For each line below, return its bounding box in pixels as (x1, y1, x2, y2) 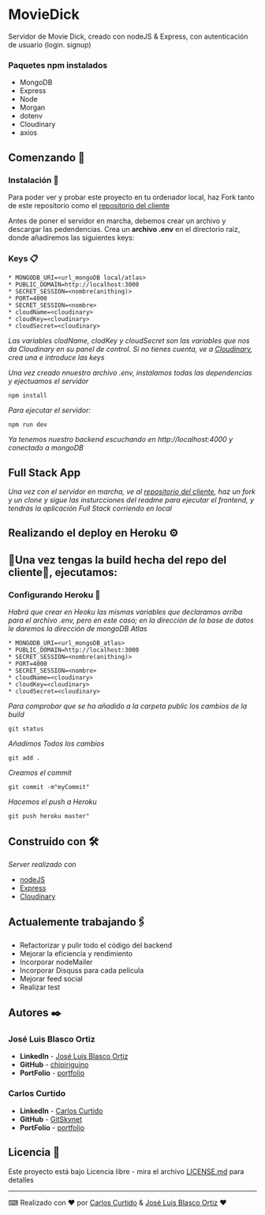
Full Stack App (8, 465, 81, 479)
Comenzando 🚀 (8, 151, 85, 164)
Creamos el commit (8, 768, 73, 778)
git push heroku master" (8, 813, 90, 821)
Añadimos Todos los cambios (8, 739, 105, 749)
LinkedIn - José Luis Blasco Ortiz (19, 1052, 129, 1061)
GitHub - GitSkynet (19, 1114, 83, 1123)
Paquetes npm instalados (8, 59, 108, 70)
